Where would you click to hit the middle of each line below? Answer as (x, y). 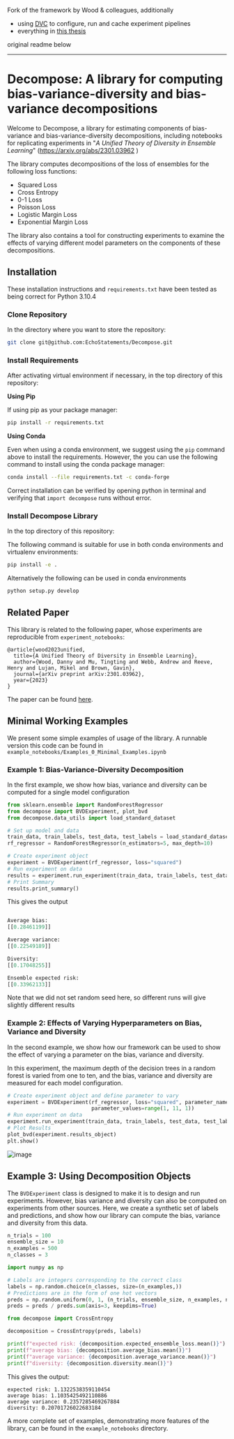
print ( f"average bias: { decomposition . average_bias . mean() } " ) (99, 1350)
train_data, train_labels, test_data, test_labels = (85, 837)
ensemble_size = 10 (36, 1242)
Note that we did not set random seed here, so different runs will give (107, 997)
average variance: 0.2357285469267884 (63, 1401)
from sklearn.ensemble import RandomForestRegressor (85, 805)
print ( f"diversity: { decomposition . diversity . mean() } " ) (90, 1363)
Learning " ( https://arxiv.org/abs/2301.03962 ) (73, 150)
